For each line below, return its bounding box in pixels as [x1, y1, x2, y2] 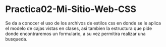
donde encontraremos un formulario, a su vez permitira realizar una [5, 30, 146, 36]
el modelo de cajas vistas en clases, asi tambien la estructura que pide [5, 25, 152, 31]
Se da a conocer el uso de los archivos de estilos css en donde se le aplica [5, 20, 161, 26]
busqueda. [5, 36, 28, 42]
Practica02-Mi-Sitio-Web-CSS [5, 3, 136, 15]
